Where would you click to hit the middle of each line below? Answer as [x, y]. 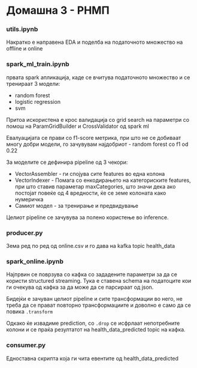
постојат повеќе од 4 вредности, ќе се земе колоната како [90, 193]
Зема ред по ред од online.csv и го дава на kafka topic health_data [91, 246]
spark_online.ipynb [35, 261]
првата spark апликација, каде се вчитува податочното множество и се [98, 77]
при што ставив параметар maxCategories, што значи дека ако [95, 186]
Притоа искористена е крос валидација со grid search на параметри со [98, 119]
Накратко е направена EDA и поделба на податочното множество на [95, 42]
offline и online [25, 49]
